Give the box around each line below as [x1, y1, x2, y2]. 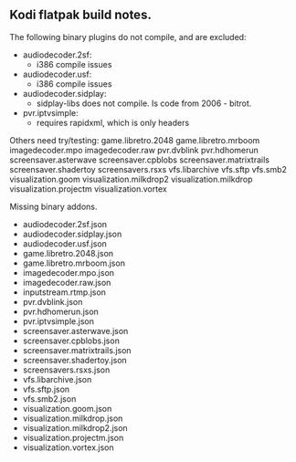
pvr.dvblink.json [22, 296, 83, 307]
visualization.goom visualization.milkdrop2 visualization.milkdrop [9, 173, 253, 184]
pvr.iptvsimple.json [22, 315, 94, 327]
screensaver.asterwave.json [22, 325, 129, 336]
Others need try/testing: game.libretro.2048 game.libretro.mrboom [9, 134, 260, 145]
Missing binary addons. [9, 201, 98, 212]
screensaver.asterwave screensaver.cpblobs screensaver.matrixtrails [9, 154, 270, 165]
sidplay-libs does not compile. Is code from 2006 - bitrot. [36, 98, 252, 109]
